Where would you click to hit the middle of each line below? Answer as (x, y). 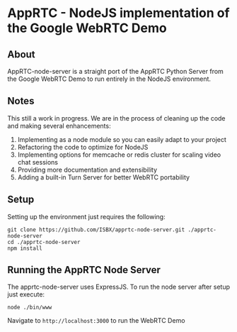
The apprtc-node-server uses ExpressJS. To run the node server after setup (119, 287)
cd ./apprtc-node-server (44, 242)
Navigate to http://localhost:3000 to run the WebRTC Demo (96, 321)
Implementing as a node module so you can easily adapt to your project (122, 139)
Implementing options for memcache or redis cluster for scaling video (119, 155)
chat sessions (38, 162)
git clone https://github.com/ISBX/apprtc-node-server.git (96, 229)
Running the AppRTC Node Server (84, 270)
